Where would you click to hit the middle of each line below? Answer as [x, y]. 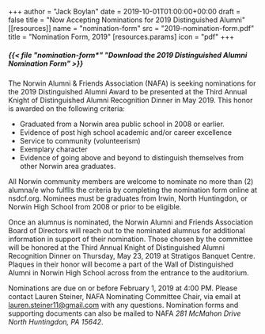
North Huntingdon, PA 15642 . [56, 321]
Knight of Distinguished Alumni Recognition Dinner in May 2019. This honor [131, 100]
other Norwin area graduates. [68, 166]
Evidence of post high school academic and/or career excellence [126, 132]
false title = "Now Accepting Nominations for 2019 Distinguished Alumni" [127, 20]
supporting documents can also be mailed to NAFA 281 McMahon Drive [125, 313]
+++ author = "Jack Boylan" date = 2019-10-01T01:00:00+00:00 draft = [125, 12]
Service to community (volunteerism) [80, 140]
